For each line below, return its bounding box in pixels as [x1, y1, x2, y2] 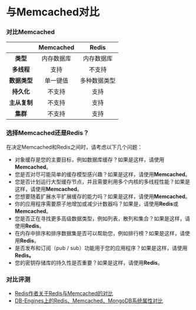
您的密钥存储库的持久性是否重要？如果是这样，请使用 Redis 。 [14, 259, 163, 266]
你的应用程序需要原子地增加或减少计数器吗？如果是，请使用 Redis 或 [14, 200, 178, 207]
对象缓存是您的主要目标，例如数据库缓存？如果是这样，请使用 [14, 156, 165, 163]
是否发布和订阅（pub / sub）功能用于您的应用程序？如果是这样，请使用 [14, 244, 188, 251]
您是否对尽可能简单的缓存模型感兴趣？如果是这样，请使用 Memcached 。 [14, 170, 191, 177]
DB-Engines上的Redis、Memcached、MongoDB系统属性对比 [14, 297, 163, 304]
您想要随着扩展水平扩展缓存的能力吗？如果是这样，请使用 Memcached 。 [14, 193, 191, 200]
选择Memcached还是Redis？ [6, 129, 89, 137]
